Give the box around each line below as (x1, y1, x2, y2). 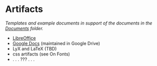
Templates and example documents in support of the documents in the (5, 20, 152, 26)
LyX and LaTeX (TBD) (12, 45, 57, 51)
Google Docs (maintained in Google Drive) (12, 40, 101, 46)
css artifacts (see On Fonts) (12, 51, 70, 57)
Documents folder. (5, 25, 44, 31)
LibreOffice (12, 35, 36, 41)
